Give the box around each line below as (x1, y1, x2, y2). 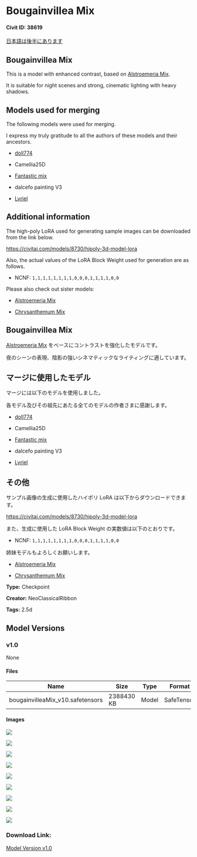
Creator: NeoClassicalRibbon (6, 595, 77, 602)
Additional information (6, 212, 90, 222)
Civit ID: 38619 (6, 23, 43, 30)
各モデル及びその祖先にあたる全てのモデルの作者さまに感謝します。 (6, 402, 170, 409)
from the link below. (6, 233, 54, 241)
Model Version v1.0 (6, 844, 52, 851)
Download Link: (6, 831, 52, 839)
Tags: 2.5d (6, 606, 33, 613)
